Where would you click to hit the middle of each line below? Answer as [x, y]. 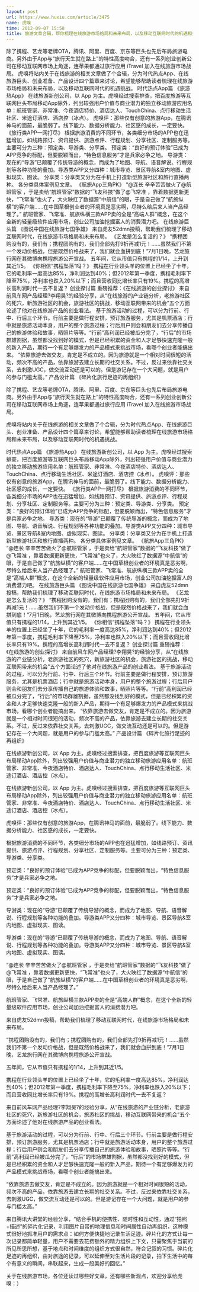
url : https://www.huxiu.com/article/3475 [58, 17]
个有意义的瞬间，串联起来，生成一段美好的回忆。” [66, 1264]
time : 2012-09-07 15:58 [36, 28]
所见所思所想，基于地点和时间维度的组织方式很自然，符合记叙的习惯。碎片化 [99, 1249]
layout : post [22, 12]
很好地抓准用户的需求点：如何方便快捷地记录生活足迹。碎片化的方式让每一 [102, 1234]
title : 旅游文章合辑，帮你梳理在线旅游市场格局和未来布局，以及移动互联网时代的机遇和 [99, 34]
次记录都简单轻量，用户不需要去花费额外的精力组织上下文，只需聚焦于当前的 [99, 1241]
